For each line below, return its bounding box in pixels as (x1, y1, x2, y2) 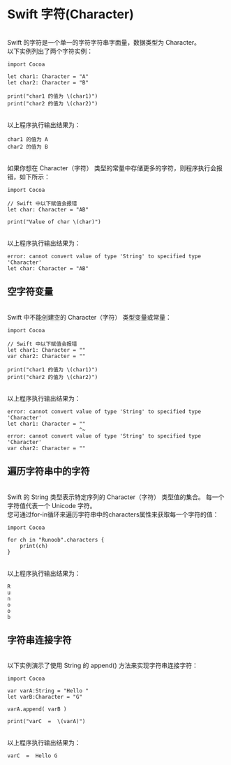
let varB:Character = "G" (7, 694, 82, 701)
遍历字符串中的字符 (7, 466, 90, 477)
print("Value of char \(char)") (7, 218, 101, 225)
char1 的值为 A (7, 135, 48, 143)
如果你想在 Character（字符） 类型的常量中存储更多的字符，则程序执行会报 (7, 163, 223, 172)
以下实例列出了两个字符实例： (7, 47, 93, 55)
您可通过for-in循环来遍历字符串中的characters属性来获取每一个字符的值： (7, 510, 219, 519)
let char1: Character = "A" (7, 73, 89, 80)
